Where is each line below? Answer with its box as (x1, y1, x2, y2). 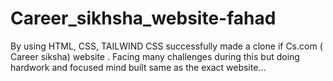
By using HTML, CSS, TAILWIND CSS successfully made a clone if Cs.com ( (10, 40, 323, 52)
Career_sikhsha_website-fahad (10, 7, 277, 30)
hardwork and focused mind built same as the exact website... (10, 61, 267, 73)
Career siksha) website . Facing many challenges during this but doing (10, 50, 300, 62)
